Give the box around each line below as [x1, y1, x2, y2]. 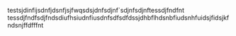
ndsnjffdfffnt [7, 21, 44, 29]
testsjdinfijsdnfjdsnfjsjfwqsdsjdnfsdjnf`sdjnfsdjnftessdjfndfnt [7, 6, 184, 14]
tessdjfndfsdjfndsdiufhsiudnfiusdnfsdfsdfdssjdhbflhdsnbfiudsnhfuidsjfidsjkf [7, 13, 230, 22]
